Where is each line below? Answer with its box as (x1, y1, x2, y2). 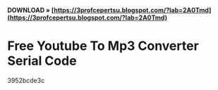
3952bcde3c (7, 76, 45, 84)
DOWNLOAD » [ (7, 6, 54, 14)
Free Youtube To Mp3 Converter (7, 38, 199, 54)
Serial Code (7, 53, 77, 69)
